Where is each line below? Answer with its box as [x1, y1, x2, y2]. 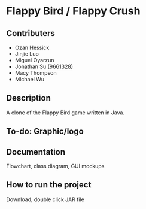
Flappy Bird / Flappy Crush [6, 4, 141, 18]
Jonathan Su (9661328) [14, 63, 74, 70]
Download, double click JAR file [6, 196, 85, 203]
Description [6, 93, 51, 103]
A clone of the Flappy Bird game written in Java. [6, 109, 124, 116]
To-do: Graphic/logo [6, 126, 84, 137]
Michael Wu [14, 76, 45, 83]
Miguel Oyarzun [14, 57, 55, 63]
